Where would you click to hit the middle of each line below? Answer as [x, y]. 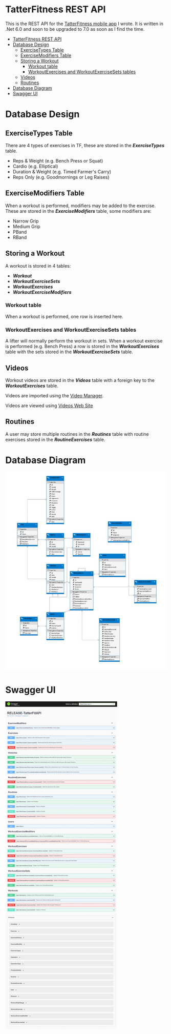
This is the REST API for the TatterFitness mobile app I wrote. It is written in [84, 24]
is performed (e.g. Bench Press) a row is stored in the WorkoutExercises [82, 347]
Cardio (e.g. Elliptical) [35, 166]
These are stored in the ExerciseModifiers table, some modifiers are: [79, 211]
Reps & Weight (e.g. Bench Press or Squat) [58, 160]
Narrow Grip [26, 221]
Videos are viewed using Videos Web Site [49, 406]
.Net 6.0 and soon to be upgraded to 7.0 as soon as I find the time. [75, 29]
